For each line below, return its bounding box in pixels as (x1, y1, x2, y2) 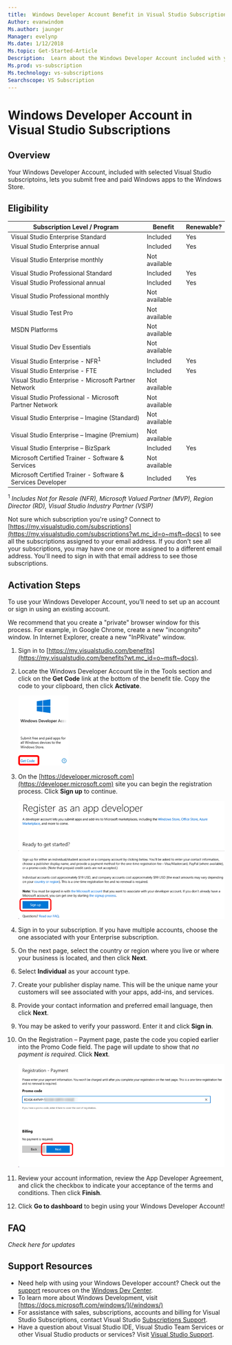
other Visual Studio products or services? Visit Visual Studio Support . (17, 1330, 214, 1338)
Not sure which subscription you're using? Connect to (8, 515, 161, 524)
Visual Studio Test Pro (10, 309, 73, 317)
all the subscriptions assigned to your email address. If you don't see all (8, 537, 211, 546)
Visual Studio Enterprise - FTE (10, 367, 97, 375)
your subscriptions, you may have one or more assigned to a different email (8, 544, 222, 553)
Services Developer (10, 477, 67, 486)
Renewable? (185, 222, 222, 231)
